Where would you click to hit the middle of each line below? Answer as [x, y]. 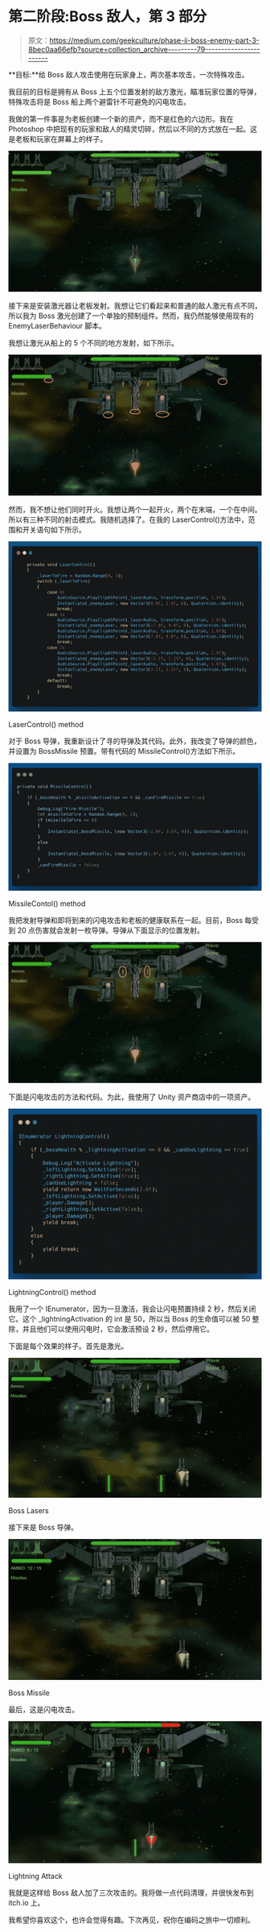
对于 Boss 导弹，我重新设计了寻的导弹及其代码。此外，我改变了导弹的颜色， [135, 741]
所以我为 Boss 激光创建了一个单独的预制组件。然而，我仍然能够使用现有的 [131, 316]
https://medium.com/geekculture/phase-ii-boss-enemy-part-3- [154, 40]
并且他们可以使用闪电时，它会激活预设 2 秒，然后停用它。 [118, 1329]
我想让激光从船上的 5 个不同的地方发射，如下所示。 [94, 342]
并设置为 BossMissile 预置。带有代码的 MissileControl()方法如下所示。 [124, 751]
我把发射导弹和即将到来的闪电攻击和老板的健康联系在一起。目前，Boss [126, 920]
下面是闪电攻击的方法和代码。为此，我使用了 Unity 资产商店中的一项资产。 [132, 1097]
